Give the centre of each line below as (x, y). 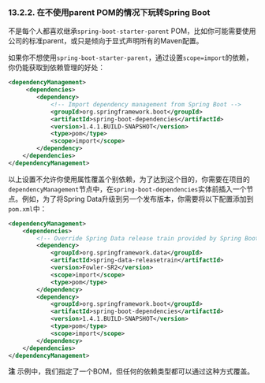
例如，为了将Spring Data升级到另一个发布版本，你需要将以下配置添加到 (138, 199)
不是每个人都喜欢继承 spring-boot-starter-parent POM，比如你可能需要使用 (132, 31)
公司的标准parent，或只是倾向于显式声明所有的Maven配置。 (106, 41)
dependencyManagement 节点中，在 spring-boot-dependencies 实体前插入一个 (127, 189)
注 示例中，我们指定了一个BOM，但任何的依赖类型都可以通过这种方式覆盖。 (131, 371)
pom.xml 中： (28, 208)
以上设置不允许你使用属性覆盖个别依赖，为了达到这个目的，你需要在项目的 (129, 179)
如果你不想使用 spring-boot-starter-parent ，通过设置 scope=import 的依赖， (131, 58)
